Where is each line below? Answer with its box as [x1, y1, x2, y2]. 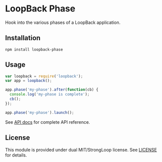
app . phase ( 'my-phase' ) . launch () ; [5, 110, 74, 115]
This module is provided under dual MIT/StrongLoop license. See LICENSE [5, 147, 157, 153]
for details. [5, 152, 27, 158]
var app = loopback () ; [5, 78, 52, 83]
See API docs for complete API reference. [5, 119, 90, 125]
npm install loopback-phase [5, 47, 63, 52]
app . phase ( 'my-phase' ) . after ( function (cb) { [5, 87, 99, 92]
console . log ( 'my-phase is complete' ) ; [9, 92, 90, 97]
